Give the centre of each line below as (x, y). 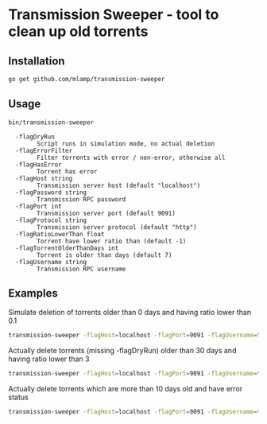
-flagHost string (44, 178)
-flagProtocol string (51, 220)
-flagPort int (39, 206)
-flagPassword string (51, 193)
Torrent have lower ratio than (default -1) (112, 241)
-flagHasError (39, 165)
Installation (37, 61)
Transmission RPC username (81, 269)
